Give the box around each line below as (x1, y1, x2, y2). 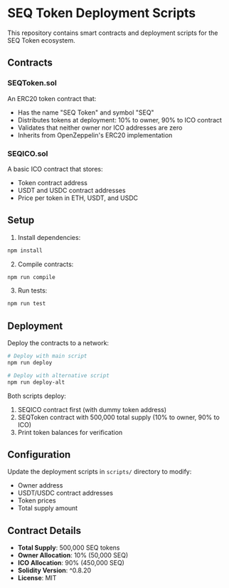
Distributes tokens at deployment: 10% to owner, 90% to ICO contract (17, 115, 223, 124)
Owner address (17, 481, 63, 490)
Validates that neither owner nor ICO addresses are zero (17, 123, 183, 132)
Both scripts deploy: (7, 392, 66, 400)
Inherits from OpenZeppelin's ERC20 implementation (17, 130, 173, 140)
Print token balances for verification (17, 428, 123, 436)
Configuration (7, 448, 71, 461)
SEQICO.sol (7, 148, 48, 158)
